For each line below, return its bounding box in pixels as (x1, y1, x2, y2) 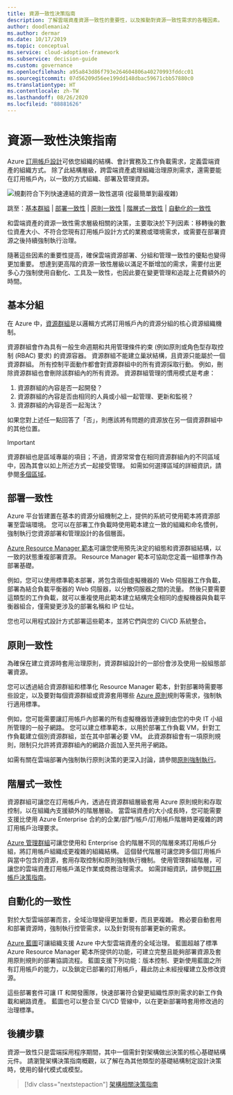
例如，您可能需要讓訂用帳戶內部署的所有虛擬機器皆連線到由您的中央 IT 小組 (7, 715, 223, 723)
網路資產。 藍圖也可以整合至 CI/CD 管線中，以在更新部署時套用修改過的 (19, 997, 224, 1005)
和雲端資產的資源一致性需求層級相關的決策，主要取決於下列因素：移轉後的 (7, 218, 220, 227)
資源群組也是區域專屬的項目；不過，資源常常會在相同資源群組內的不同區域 (7, 453, 220, 461)
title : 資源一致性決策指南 (7, 10, 76, 17)
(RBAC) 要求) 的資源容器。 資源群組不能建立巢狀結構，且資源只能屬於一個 (15, 351, 225, 359)
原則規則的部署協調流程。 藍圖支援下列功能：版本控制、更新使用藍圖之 (12, 956, 216, 964)
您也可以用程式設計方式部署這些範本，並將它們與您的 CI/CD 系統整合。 (7, 617, 210, 626)
